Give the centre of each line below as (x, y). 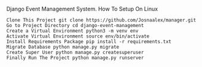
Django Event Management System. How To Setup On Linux (82, 9)
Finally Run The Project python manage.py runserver (75, 58)
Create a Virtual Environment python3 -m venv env (72, 31)
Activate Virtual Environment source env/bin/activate (78, 36)
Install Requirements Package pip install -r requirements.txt (89, 42)
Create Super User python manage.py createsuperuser (75, 52)
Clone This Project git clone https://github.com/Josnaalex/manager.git (101, 20)
